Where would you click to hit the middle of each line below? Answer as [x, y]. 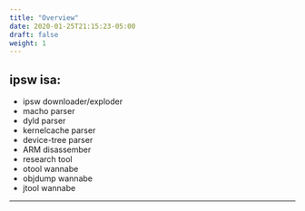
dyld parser [44, 121]
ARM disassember [57, 149]
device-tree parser [58, 140]
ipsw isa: [35, 79]
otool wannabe [50, 169]
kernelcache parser [59, 130]
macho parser [49, 111]
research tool [47, 159]
